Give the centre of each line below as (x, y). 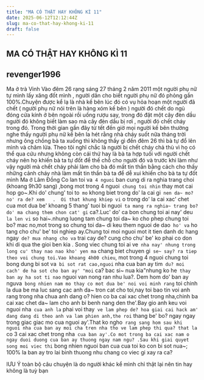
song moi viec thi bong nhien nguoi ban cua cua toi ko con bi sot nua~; (97, 346)
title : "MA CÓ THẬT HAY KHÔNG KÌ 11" (54, 12)
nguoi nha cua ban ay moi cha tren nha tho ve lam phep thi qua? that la (102, 328)
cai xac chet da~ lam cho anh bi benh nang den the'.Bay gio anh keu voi (97, 303)
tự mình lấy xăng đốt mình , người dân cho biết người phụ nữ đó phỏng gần (100, 96)
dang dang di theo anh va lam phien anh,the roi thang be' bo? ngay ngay (101, 316)
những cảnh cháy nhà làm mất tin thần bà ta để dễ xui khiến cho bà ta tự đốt (102, 173)
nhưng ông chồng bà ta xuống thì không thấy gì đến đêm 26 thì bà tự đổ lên (101, 141)
